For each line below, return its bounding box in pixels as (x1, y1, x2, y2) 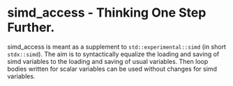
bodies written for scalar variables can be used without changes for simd (7, 64, 218, 73)
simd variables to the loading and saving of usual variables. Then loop (7, 57, 209, 65)
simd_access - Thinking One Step (7, 5, 206, 21)
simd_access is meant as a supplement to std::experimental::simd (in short (7, 42, 227, 51)
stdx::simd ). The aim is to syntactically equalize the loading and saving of (7, 50, 220, 58)
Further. (7, 19, 55, 35)
